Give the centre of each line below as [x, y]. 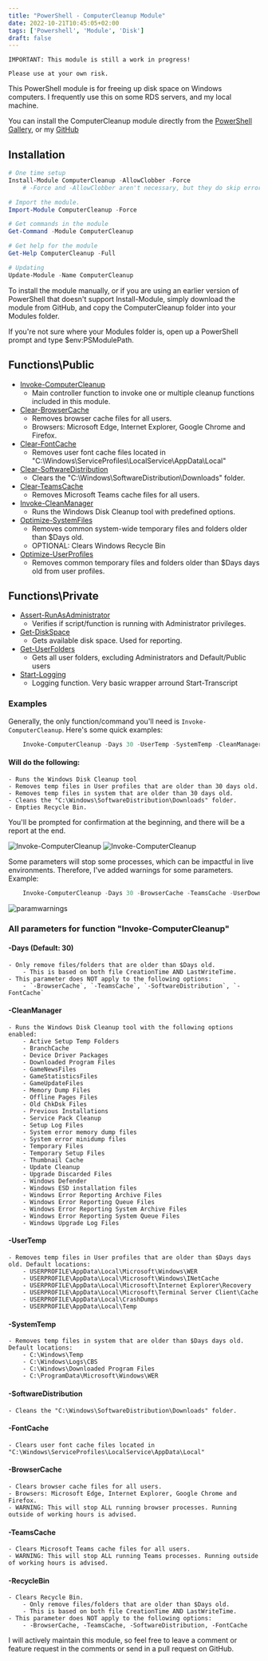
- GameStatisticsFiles [60, 1076]
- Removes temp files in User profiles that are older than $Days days [130, 1258]
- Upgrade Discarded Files [67, 1174]
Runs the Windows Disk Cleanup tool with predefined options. [133, 511]
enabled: [23, 1034]
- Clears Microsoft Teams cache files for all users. [100, 1549]
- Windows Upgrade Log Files [71, 1223]
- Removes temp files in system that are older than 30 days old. [121, 793]
